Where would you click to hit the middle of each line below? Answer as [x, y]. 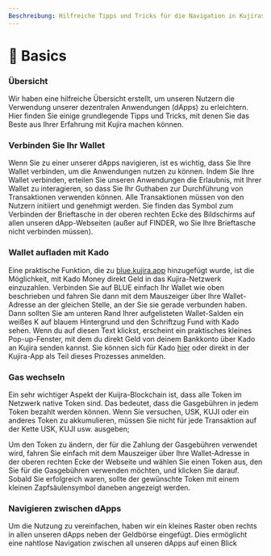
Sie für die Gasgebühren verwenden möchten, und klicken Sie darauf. [124, 470]
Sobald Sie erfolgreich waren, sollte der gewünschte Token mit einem [124, 479]
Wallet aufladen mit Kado [59, 253]
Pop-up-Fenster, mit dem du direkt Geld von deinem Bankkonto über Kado [132, 339]
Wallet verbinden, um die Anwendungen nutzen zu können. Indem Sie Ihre [131, 171]
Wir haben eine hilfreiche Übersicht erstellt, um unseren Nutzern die [122, 99]
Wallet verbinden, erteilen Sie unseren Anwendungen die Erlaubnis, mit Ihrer [135, 180]
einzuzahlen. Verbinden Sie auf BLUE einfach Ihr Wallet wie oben [116, 287]
